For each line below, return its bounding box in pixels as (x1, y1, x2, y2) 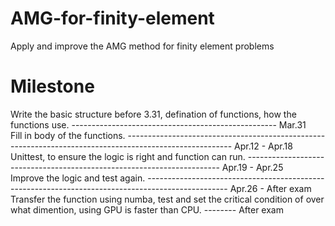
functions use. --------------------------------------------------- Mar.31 (10, 118, 307, 131)
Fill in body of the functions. (10, 129, 126, 141)
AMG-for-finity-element (10, 7, 215, 30)
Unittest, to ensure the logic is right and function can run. (10, 150, 246, 162)
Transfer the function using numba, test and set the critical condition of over (10, 193, 325, 205)
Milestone (10, 75, 95, 98)
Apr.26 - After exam (229, 182, 312, 194)
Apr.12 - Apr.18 (234, 140, 293, 152)
